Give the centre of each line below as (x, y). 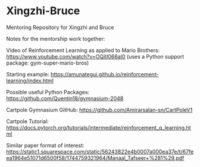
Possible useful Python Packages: (48, 92)
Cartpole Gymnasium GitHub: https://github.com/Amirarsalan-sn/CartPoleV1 (99, 110)
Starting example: (28, 74)
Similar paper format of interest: (45, 145)
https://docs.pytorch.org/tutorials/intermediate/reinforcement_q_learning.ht (99, 127)
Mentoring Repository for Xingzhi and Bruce (60, 27)
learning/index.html (30, 81)
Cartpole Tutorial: (27, 121)
